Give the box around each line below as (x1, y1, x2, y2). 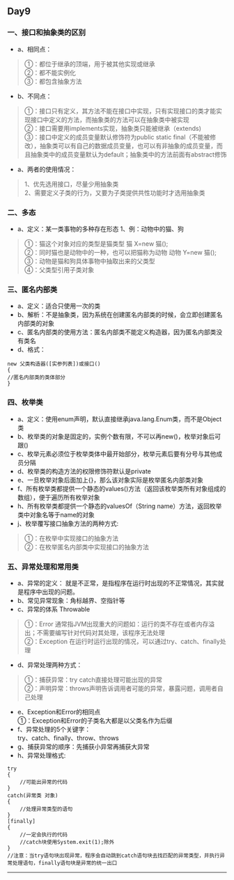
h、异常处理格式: (17, 751, 66, 760)
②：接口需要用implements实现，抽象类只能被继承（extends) (24, 124, 202, 132)
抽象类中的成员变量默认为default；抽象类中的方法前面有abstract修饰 (30, 150, 227, 159)
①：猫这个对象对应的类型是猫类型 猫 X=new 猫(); (24, 239, 169, 248)
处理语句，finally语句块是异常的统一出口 (12, 859, 118, 866)
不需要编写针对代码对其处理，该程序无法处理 (36, 628, 165, 636)
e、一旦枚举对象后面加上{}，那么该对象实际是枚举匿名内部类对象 (17, 476, 203, 484)
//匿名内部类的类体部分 (7, 374, 66, 382)
